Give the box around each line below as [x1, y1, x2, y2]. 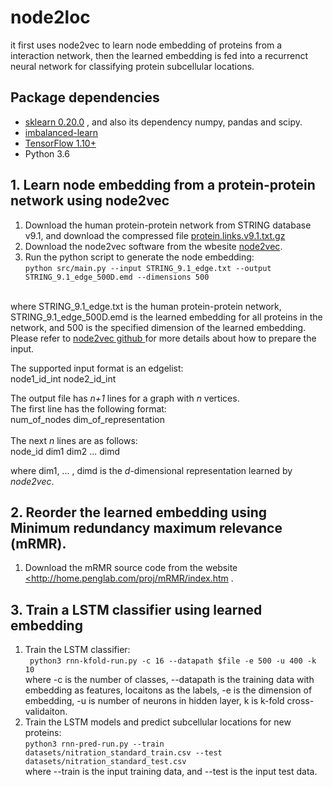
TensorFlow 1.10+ [24, 137, 97, 149]
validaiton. [24, 706, 68, 718]
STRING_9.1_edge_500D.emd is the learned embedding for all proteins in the [10, 311, 323, 323]
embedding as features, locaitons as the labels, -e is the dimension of [24, 684, 313, 696]
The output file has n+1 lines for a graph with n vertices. [10, 392, 240, 404]
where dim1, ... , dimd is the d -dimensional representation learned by [10, 464, 293, 476]
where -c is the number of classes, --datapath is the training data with [24, 674, 315, 686]
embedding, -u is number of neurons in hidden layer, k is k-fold [24, 695, 285, 707]
